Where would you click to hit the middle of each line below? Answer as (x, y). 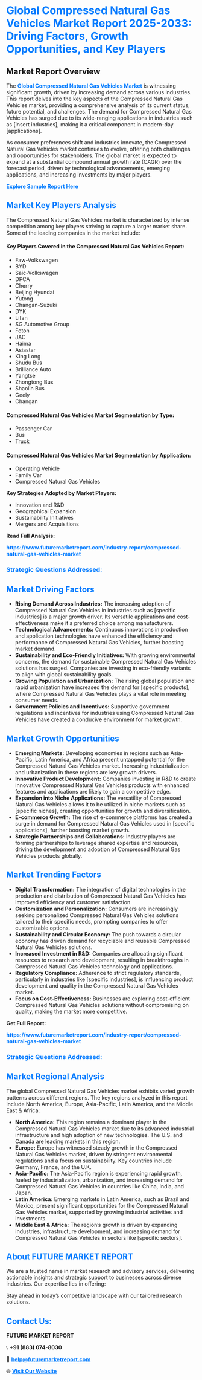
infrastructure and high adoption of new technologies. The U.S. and (99, 1135)
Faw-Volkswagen (36, 260)
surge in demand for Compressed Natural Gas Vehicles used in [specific (105, 823)
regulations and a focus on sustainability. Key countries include (93, 1161)
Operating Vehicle (37, 468)
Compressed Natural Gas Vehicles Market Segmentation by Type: (90, 415)
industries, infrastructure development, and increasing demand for (98, 1231)
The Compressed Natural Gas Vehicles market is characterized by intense (98, 220)
